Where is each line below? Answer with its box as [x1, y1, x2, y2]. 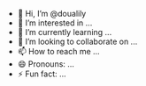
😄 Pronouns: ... [17, 59, 75, 69]
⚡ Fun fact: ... [17, 68, 66, 79]
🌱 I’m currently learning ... [17, 27, 112, 37]
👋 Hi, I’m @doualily [17, 9, 87, 18]
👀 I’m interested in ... [17, 18, 93, 28]
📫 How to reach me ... [17, 47, 100, 56]
